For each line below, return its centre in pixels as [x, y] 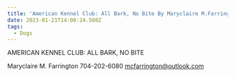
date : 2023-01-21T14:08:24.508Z [54, 20]
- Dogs [23, 33]
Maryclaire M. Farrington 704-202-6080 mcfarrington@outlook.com [106, 66]
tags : [15, 26]
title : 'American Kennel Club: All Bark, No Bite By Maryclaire [103, 14]
